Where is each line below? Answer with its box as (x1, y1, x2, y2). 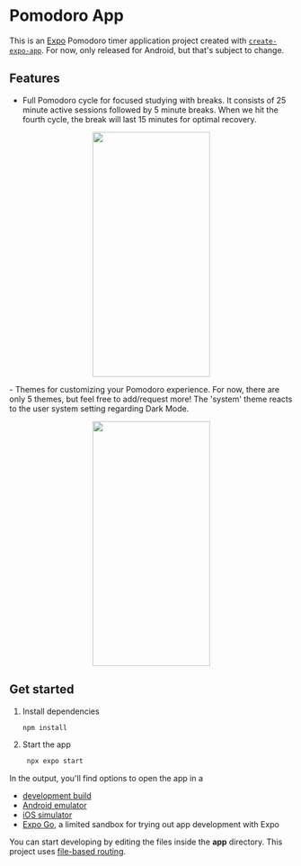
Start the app (22, 739, 72, 750)
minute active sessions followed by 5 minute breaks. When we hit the (22, 104, 279, 115)
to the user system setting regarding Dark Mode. (9, 402, 190, 414)
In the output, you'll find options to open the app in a (9, 773, 204, 784)
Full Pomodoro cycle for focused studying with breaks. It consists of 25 (22, 95, 287, 105)
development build (22, 790, 92, 801)
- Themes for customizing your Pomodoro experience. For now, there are (9, 383, 280, 394)
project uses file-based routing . (9, 846, 127, 857)
